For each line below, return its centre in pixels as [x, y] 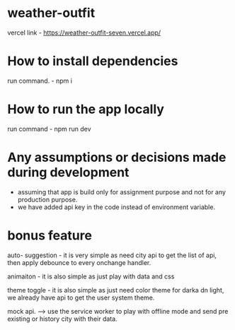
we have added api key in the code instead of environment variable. [116, 207]
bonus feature [50, 235]
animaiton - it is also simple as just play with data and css [91, 276]
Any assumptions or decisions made [117, 158]
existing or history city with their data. [63, 319]
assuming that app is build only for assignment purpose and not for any [122, 191]
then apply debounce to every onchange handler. [79, 262]
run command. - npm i [40, 81]
